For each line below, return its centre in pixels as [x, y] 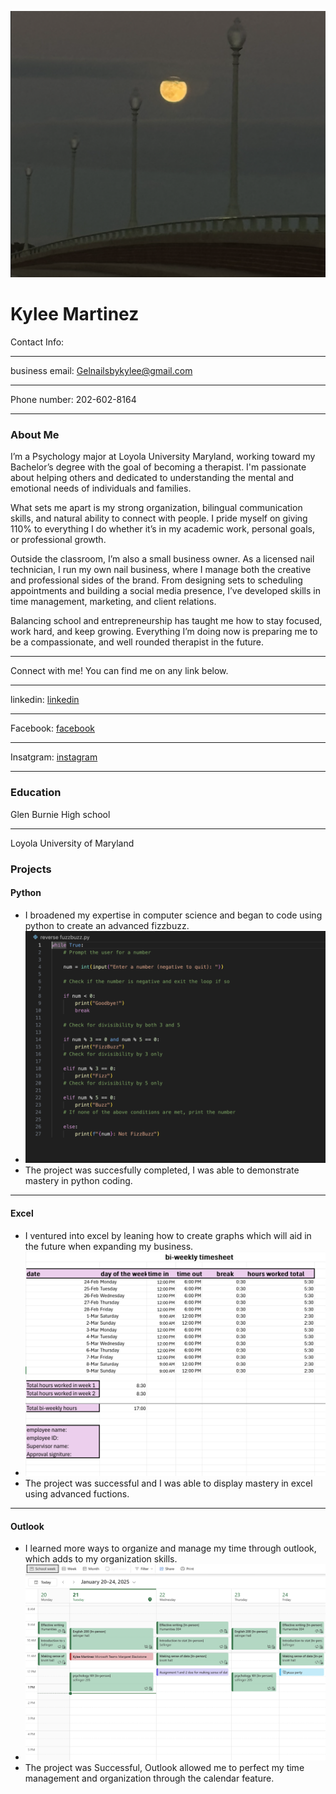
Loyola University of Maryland [72, 843]
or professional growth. [58, 540]
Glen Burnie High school [60, 814]
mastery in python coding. [78, 1181]
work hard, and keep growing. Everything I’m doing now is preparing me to [164, 632]
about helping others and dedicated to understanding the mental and [152, 478]
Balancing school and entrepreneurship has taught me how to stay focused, [166, 621]
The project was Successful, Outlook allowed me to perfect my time [164, 1768]
